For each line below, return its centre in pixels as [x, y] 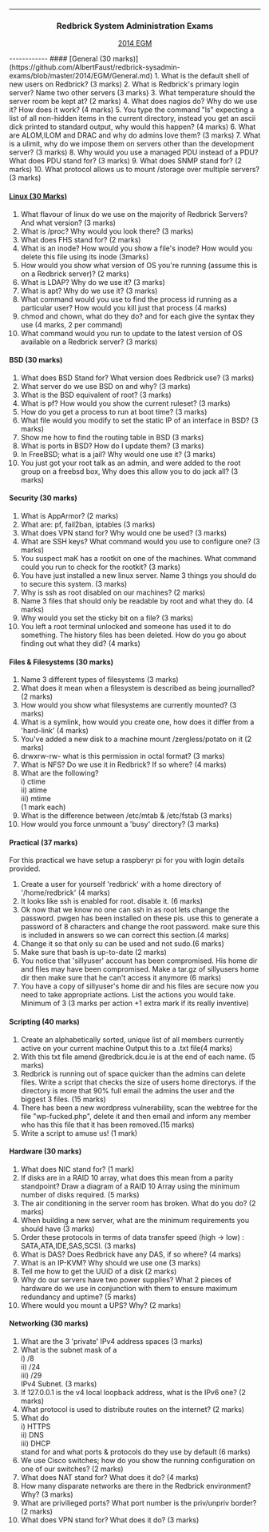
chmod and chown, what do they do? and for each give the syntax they [137, 316]
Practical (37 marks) [44, 842]
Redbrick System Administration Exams [135, 26]
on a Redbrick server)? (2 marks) [75, 274]
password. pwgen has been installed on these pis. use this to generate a [139, 918]
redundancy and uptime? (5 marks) [78, 1297]
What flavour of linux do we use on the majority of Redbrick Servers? [134, 214]
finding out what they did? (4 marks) [80, 643]
